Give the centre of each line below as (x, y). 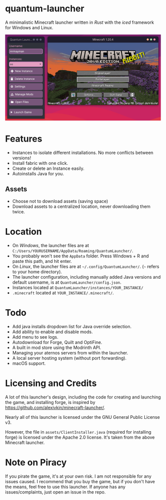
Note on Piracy (36, 462)
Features (24, 139)
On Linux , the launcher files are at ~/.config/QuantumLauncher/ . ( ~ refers (86, 266)
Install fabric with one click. (40, 163)
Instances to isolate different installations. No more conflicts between (83, 152)
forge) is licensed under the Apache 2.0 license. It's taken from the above (80, 437)
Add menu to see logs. (35, 337)
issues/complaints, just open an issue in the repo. (56, 492)
